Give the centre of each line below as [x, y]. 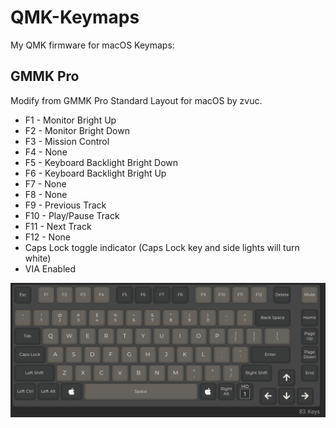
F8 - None [46, 194]
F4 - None [46, 152]
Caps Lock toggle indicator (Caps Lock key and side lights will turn [162, 247]
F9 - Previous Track [65, 205]
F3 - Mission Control [67, 141]
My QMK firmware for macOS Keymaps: [92, 45]
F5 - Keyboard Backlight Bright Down [101, 162]
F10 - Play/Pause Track [72, 215]
